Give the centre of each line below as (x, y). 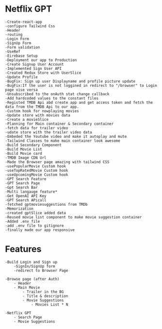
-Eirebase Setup (21, 56)
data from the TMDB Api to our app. (42, 107)
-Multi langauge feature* (31, 192)
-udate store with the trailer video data (49, 132)
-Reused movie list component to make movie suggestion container (73, 217)
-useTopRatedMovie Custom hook (37, 170)
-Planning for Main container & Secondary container (59, 124)
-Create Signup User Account (34, 64)
